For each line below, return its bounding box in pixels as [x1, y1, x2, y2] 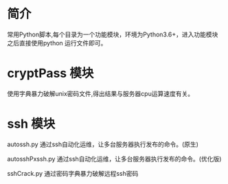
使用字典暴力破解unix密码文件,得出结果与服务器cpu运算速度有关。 [7, 89, 194, 97]
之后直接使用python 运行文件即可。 [7, 38, 107, 47]
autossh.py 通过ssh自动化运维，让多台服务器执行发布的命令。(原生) [7, 140, 199, 148]
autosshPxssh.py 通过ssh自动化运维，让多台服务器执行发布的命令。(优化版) [7, 154, 222, 163]
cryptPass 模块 [7, 66, 94, 81]
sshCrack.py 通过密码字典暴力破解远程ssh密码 [7, 169, 139, 177]
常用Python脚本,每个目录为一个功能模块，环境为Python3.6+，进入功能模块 [7, 30, 218, 38]
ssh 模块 [7, 116, 56, 132]
